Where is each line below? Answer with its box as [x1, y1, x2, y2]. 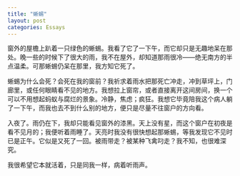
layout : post [7, 17, 46, 24]
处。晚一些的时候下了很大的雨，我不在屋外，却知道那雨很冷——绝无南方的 [7, 53, 226, 61]
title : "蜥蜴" [7, 10, 48, 18]
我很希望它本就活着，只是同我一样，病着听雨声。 [7, 161, 151, 170]
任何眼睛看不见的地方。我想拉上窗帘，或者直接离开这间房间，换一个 [31, 86, 233, 95]
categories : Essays [7, 24, 66, 31]
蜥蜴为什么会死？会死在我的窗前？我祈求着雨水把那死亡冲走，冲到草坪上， [7, 77, 226, 86]
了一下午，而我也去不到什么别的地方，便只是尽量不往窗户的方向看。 [7, 104, 208, 113]
